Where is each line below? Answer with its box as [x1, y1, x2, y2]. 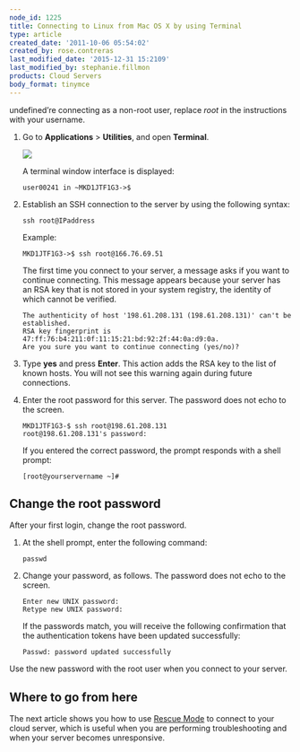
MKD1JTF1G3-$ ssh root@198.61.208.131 [21, 421, 167, 431]
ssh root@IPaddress [21, 216, 96, 225]
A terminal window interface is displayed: [21, 165, 175, 176]
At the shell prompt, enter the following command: [21, 538, 208, 548]
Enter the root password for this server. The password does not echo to [21, 394, 287, 405]
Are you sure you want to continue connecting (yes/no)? [21, 342, 240, 351]
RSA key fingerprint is [21, 327, 112, 336]
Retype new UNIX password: [21, 605, 124, 615]
